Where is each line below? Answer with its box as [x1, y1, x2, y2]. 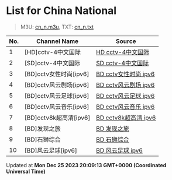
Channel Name [36, 37, 79, 45]
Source [116, 37, 136, 45]
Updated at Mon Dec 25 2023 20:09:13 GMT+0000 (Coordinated [6, 161, 167, 168]
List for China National [6, 4, 117, 17]
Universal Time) [6, 168, 46, 175]
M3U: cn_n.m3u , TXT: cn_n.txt [20, 23, 94, 30]
